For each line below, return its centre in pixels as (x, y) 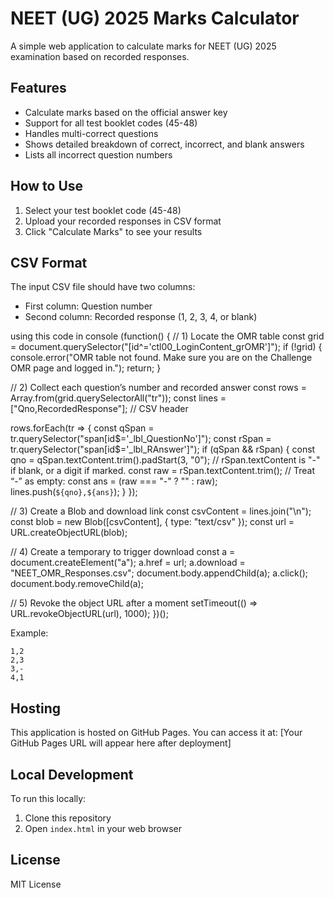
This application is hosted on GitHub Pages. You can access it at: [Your (156, 733)
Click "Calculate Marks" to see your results (113, 231)
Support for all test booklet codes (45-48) (111, 123)
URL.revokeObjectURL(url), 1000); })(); (89, 614)
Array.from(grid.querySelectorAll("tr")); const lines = (118, 398)
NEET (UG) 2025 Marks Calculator (155, 18)
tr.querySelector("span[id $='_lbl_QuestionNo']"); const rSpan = (141, 439)
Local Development (72, 774)
